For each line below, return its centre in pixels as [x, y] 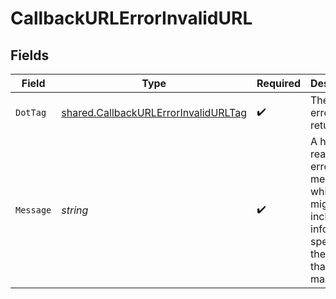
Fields [30, 55]
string [75, 210]
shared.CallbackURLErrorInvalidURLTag [154, 112]
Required [279, 83]
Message [33, 210]
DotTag [31, 112]
